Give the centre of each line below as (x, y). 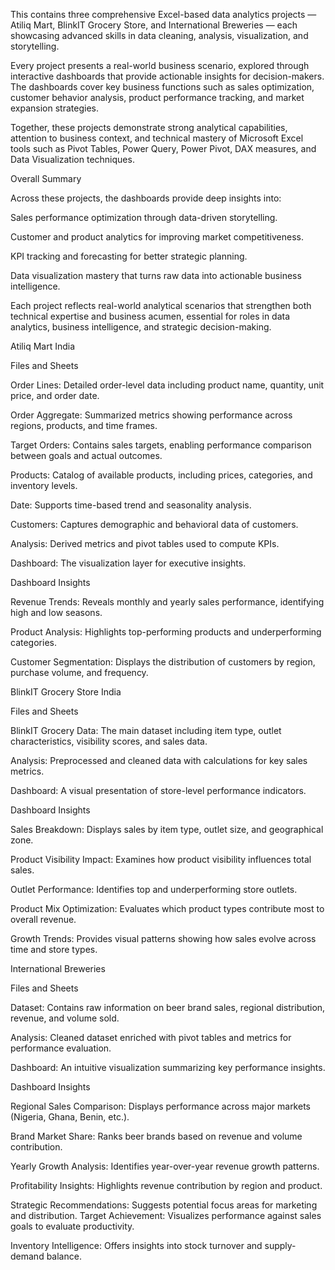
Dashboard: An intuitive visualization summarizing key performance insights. (168, 1067)
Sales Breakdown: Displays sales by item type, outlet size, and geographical (167, 829)
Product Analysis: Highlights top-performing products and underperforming (166, 632)
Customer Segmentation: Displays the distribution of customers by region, (163, 662)
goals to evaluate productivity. (72, 1226)
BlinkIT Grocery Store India (66, 692)
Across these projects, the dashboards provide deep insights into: (146, 198)
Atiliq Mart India (43, 346)
